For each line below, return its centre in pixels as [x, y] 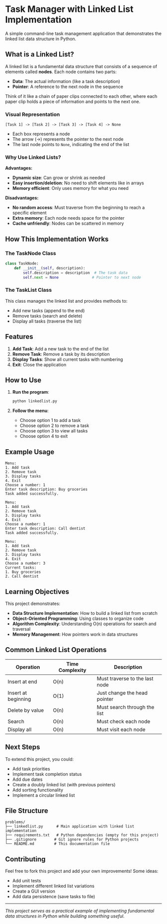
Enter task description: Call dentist [45, 529]
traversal [21, 629]
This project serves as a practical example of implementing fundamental [80, 911]
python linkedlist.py [35, 401]
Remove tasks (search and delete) [47, 316]
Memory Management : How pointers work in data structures [75, 634]
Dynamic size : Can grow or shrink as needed [59, 178]
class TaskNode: [22, 264]
